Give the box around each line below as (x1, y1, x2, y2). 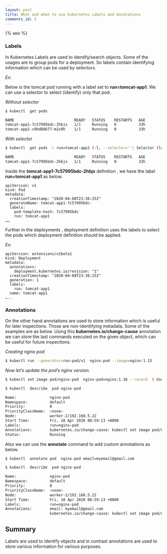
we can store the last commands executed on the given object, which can (5, 334, 156, 340)
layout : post (5, 7, 32, 12)
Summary (5, 525, 36, 534)
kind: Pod (5, 187, 26, 192)
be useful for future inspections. (5, 339, 71, 345)
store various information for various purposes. (5, 544, 102, 550)
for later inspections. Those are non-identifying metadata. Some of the (5, 323, 150, 329)
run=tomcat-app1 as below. (5, 173, 63, 180)
